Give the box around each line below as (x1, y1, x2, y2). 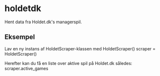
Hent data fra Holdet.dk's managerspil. (4, 19, 82, 25)
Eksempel (4, 33, 35, 41)
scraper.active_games (4, 65, 48, 71)
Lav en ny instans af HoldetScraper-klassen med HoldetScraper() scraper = (4, 46, 156, 51)
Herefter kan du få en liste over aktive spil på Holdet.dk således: (4, 60, 132, 66)
